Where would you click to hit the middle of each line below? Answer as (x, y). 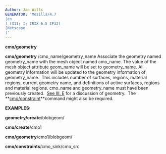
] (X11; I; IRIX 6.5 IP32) (33, 24)
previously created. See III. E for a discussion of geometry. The (71, 93)
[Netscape (15, 28)
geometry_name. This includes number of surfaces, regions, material (76, 77)
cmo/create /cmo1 (24, 127)
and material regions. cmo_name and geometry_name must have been (77, 88)
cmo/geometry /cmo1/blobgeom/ (39, 137)
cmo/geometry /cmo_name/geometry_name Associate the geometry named (83, 56)
